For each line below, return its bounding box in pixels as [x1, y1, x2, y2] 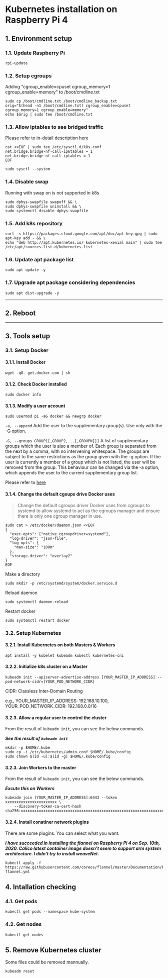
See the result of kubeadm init [5, 735, 68, 742]
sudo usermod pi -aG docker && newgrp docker [5, 414, 101, 419]
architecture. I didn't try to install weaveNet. [5, 850, 99, 856]
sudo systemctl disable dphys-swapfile [5, 208, 88, 213]
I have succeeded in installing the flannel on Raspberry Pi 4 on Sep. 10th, [5, 840, 160, 846]
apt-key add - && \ [5, 236, 46, 241]
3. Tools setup [5, 332, 50, 340]
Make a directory [5, 571, 40, 577]
